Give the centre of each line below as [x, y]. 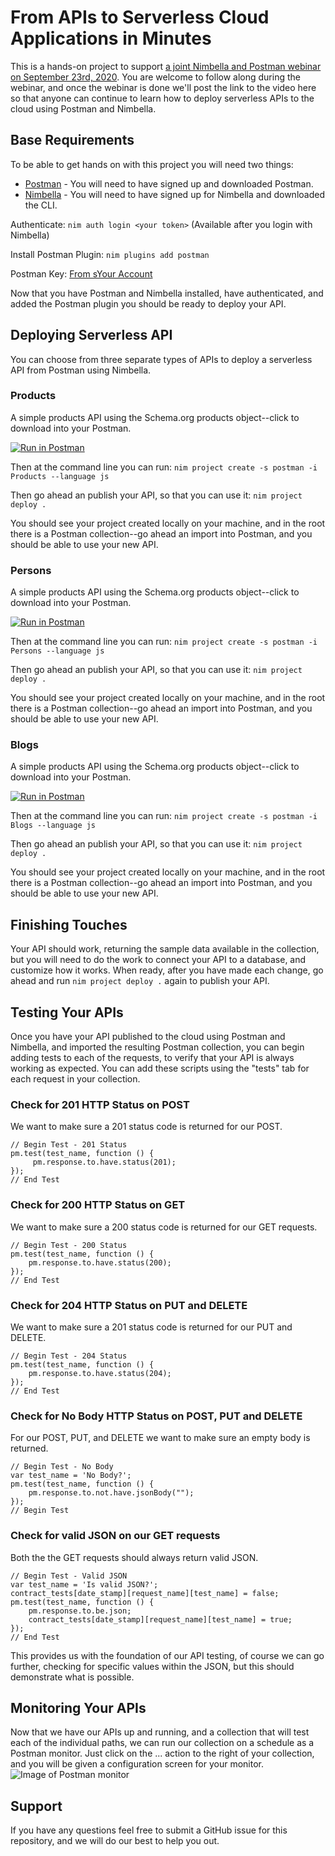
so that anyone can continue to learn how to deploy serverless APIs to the [162, 98]
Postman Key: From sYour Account [81, 273]
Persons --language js [57, 651]
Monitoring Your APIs [78, 1707]
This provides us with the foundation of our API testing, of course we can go [167, 1655]
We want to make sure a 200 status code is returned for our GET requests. [164, 1227]
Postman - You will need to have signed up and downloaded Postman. [169, 183]
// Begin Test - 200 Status [69, 1245]
